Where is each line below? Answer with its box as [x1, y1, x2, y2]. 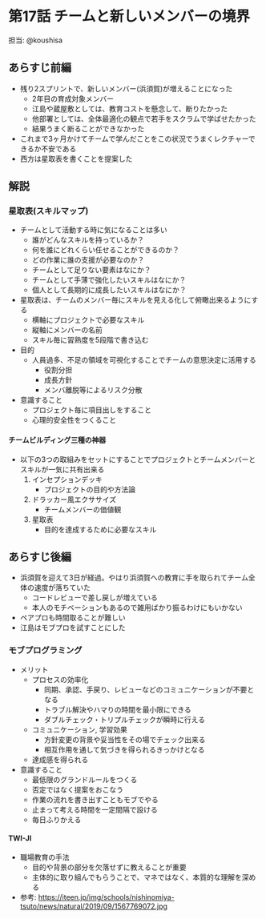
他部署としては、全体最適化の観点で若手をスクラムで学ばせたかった [31, 114, 256, 123]
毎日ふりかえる [31, 814, 82, 825]
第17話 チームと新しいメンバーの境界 [8, 7, 251, 26]
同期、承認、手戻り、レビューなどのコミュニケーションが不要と [43, 684, 255, 694]
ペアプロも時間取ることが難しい [19, 613, 126, 623]
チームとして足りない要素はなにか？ [31, 265, 151, 275]
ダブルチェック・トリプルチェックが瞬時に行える [43, 714, 206, 724]
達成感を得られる [31, 754, 89, 764]
